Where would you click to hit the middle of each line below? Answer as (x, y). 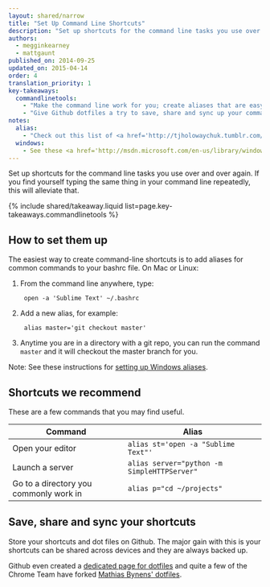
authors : (23, 38)
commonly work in (47, 494)
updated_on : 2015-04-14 (48, 68)
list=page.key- (148, 206)
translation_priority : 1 (50, 83)
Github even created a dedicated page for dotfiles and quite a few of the (128, 565)
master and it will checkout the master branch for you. (109, 352)
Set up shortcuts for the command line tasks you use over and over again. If (134, 173)
